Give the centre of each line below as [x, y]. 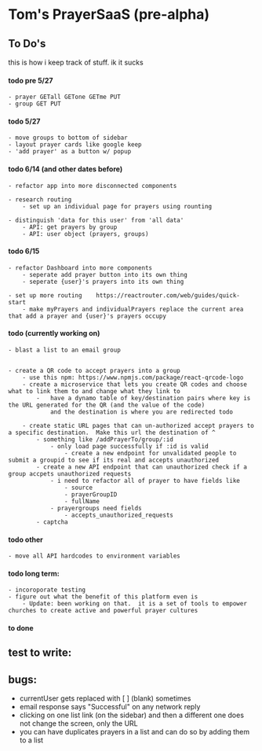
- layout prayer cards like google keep [75, 145]
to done [21, 628]
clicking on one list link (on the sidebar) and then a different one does [132, 715]
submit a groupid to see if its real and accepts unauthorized [114, 460]
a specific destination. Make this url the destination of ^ [112, 433]
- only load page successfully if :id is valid [129, 447]
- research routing [40, 199]
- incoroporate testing [47, 590]
